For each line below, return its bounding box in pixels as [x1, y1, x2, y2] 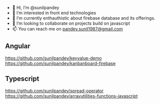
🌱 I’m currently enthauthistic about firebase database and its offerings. [12, 15, 156, 21]
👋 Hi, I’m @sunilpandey [12, 5, 60, 10]
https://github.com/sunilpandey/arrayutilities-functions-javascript [5, 93, 138, 99]
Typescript [5, 74, 39, 83]
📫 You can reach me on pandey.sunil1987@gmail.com [12, 26, 123, 32]
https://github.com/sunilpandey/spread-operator [5, 88, 104, 94]
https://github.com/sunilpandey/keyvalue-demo [5, 55, 102, 61]
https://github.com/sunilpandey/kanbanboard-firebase [5, 60, 116, 66]
